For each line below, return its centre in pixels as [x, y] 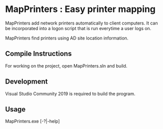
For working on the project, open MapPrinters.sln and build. [66, 65]
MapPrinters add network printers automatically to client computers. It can [81, 23]
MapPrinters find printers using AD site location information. [67, 38]
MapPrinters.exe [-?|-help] [32, 121]
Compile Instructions [39, 54]
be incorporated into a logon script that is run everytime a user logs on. [78, 28]
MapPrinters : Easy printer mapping [81, 9]
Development [27, 82]
